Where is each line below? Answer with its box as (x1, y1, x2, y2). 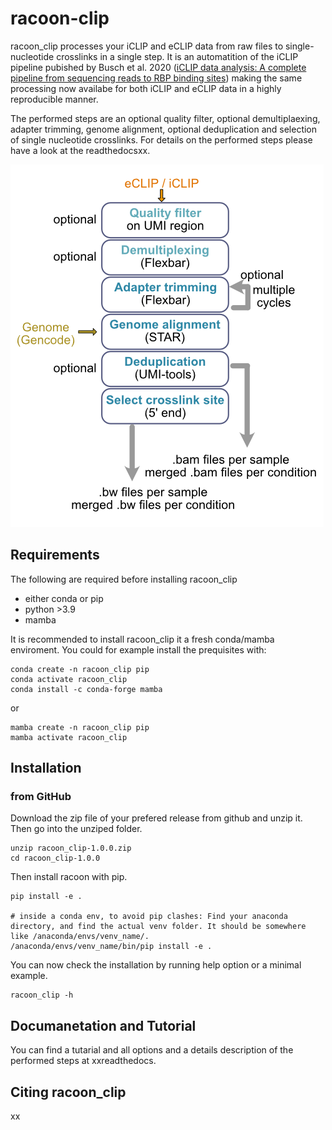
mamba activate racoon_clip (10, 732, 128, 742)
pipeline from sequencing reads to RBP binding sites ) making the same (10, 72, 303, 84)
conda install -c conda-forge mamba (10, 684, 163, 694)
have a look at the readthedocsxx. (10, 144, 151, 156)
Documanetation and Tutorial (10, 1017, 197, 1034)
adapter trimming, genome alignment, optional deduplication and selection (10, 123, 318, 135)
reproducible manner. (10, 93, 99, 105)
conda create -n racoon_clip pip (10, 664, 150, 674)
